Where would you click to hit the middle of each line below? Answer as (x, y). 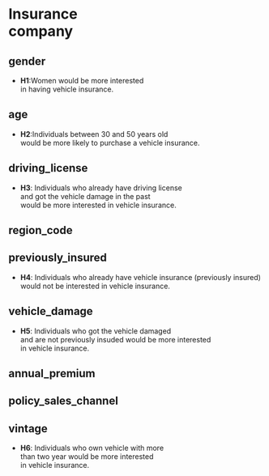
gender (27, 61)
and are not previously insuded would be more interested (115, 339)
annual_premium (52, 374)
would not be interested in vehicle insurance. (95, 286)
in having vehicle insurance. (67, 89)
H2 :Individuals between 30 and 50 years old (94, 134)
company (41, 31)
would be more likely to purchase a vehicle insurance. (110, 142)
